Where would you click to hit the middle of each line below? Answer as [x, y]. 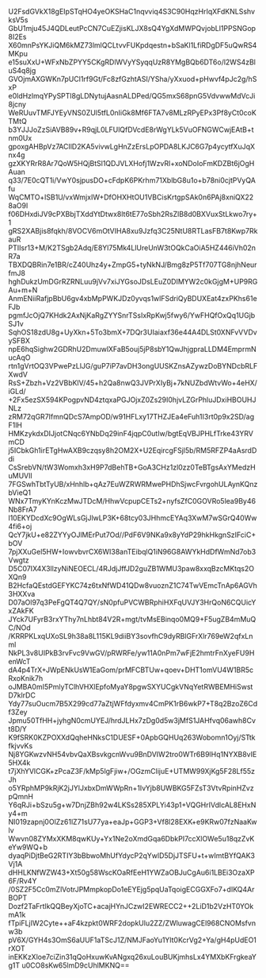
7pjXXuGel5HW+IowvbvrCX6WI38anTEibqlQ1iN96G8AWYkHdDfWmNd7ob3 [132, 552]
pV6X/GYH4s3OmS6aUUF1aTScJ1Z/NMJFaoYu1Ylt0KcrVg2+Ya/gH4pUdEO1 [133, 940]
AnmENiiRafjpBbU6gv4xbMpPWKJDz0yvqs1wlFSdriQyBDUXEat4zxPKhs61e [133, 298]
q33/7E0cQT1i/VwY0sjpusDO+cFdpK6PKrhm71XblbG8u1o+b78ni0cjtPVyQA [132, 180]
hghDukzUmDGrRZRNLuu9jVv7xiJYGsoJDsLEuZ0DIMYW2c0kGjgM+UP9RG [133, 282]
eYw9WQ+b [28, 847]
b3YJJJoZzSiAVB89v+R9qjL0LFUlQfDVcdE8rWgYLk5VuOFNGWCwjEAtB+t [131, 129]
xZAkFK [21, 611]
